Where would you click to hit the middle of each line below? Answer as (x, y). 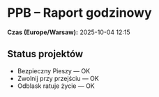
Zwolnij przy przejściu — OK (58, 78)
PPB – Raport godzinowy (79, 13)
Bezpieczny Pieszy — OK (54, 70)
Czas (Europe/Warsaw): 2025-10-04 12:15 (69, 32)
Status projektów (45, 54)
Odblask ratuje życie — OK (56, 86)
